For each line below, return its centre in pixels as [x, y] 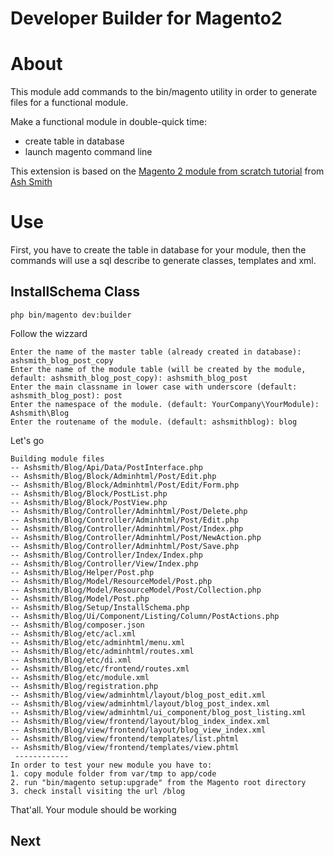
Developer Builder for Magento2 [146, 18]
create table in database [74, 141]
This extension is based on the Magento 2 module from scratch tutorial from [167, 171]
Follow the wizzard [49, 333]
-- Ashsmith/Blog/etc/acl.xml [73, 633]
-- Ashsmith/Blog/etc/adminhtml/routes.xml [102, 651]
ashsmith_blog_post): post [66, 395]
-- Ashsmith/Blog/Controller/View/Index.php [104, 563]
